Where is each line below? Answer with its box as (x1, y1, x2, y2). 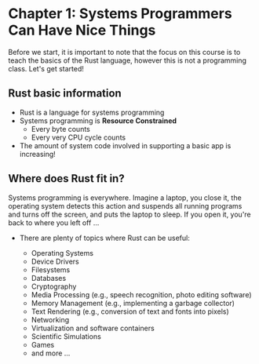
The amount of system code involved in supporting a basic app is (19, 140, 232, 150)
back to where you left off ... (8, 217, 100, 227)
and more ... (31, 348, 71, 358)
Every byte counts (31, 124, 90, 133)
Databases (31, 273, 67, 282)
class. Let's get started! (8, 64, 85, 73)
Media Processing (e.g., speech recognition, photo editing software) (31, 289, 252, 299)
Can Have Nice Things (8, 21, 156, 39)
